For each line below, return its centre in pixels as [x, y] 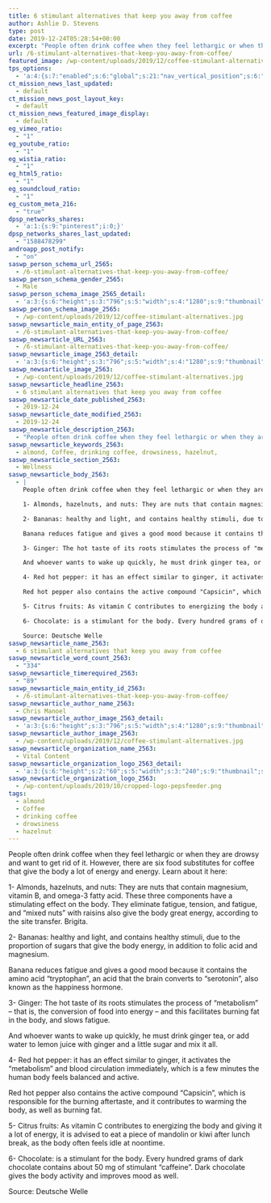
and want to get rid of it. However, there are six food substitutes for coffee [131, 863]
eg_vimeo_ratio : [35, 129]
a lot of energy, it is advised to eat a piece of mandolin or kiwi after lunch [129, 1134]
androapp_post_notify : [46, 249]
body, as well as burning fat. [55, 1110]
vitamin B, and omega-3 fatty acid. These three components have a [121, 896]
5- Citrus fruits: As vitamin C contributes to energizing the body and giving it [135, 1126]
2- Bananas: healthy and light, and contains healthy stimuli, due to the [124, 937]
